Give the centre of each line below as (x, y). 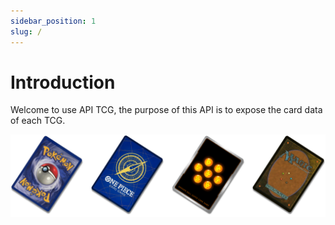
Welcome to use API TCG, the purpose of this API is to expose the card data (166, 110)
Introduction (63, 82)
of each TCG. (38, 121)
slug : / (26, 31)
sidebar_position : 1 (53, 21)
